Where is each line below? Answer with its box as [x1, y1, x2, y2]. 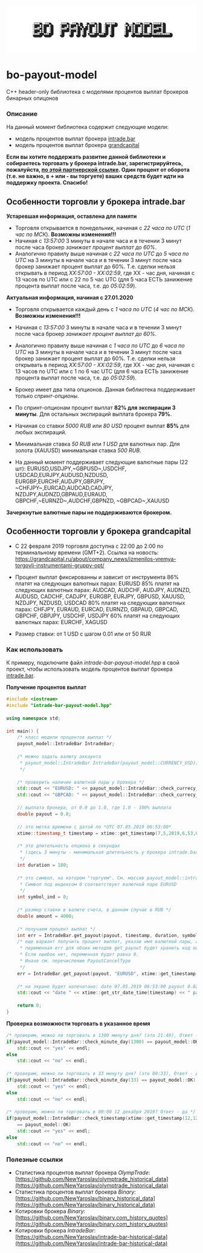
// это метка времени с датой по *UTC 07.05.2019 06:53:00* [17, 824, 172, 830]
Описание [6, 110, 38, 118]
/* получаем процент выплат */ [17, 926, 96, 932]
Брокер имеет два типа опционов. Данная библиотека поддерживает [14, 386, 196, 393]
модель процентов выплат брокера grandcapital [14, 142, 140, 149]
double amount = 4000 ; [17, 913, 74, 919]
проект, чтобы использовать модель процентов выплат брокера [6, 665, 173, 673]
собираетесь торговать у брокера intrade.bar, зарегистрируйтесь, [6, 160, 183, 167]
